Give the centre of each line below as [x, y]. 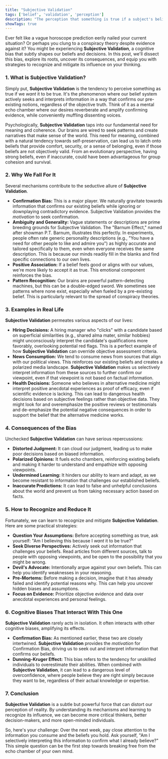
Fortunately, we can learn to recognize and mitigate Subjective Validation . [82, 520]
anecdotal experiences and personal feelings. [59, 599]
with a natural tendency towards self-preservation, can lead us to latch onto [83, 141]
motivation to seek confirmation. [46, 217]
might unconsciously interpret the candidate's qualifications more [80, 341]
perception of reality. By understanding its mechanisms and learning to [78, 710]
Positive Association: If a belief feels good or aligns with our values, [83, 264]
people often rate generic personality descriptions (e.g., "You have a [83, 238]
